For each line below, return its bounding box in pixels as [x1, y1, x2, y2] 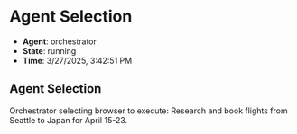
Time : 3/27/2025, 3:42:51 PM [22, 55, 133, 66]
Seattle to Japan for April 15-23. [9, 114, 128, 125]
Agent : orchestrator [22, 36, 97, 47]
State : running [22, 45, 77, 56]
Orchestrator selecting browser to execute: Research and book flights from [9, 105, 289, 116]
